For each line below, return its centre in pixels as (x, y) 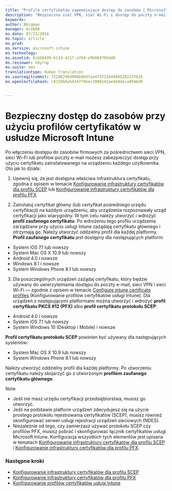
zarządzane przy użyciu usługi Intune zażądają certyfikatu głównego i (87, 226)
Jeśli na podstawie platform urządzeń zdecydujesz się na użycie (81, 409)
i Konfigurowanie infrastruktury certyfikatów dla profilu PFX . (76, 447)
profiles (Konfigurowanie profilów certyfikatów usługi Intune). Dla (81, 295)
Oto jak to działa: (23, 168)
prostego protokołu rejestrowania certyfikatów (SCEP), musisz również (87, 415)
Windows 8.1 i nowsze (36, 263)
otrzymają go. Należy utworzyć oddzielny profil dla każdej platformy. (85, 232)
